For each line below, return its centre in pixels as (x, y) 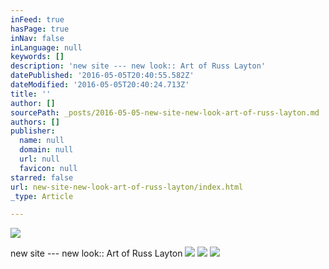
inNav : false (37, 38)
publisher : (33, 131)
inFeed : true (37, 19)
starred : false (42, 177)
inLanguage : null (46, 47)
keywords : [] (37, 57)
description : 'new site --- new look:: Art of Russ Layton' (138, 66)
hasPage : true (40, 29)
